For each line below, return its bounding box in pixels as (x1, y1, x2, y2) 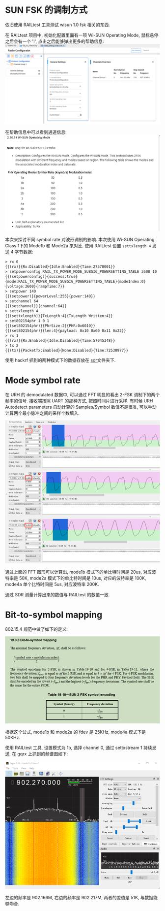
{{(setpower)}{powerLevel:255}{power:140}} (5, 293, 96, 298)
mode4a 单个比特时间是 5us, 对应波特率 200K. (5, 581, 99, 587)
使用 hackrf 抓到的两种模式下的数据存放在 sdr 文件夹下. (5, 357, 116, 363)
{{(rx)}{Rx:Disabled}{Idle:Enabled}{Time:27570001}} (5, 264, 115, 269)
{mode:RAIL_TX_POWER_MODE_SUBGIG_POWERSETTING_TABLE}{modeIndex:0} (5, 279, 146, 284)
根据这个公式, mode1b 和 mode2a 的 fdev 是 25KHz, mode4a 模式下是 (5, 729, 146, 735)
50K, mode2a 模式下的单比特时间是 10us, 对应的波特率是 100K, (19, 575, 146, 581)
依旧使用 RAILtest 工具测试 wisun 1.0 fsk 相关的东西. (5, 22, 110, 28)
